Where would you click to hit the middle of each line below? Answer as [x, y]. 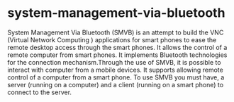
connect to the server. [40, 92]
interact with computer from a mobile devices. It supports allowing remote [115, 70]
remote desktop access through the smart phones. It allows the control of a [117, 47]
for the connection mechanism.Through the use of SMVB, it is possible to [114, 62]
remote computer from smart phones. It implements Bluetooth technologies [117, 55]
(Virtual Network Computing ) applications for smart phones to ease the [112, 39]
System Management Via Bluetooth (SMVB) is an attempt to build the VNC [116, 32]
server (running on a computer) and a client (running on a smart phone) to [116, 84]
